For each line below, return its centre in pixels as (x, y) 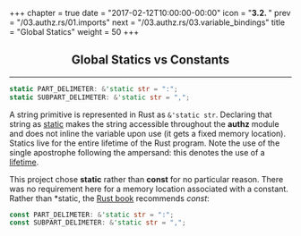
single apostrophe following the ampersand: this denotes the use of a (138, 152)
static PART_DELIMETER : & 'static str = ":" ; (94, 88)
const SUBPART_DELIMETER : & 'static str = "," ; (98, 223)
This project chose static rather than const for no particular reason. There (146, 179)
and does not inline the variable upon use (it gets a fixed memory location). (148, 133)
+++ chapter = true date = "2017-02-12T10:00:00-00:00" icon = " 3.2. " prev (150, 13)
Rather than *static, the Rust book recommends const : (110, 198)
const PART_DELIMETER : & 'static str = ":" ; (92, 215)
